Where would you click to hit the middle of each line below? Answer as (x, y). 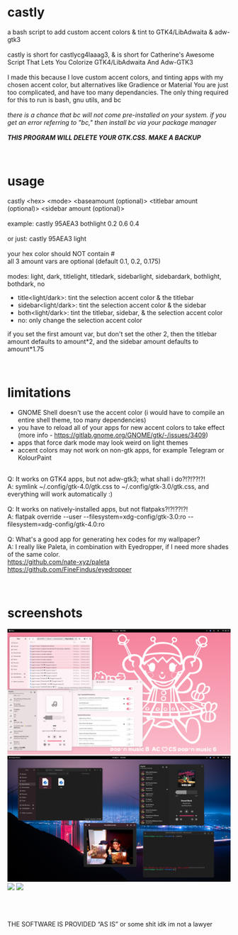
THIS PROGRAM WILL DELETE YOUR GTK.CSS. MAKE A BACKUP (104, 137)
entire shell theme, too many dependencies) (82, 420)
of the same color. (34, 554)
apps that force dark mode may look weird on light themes (103, 442)
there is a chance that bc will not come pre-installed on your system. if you (117, 115)
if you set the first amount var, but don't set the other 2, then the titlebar (112, 333)
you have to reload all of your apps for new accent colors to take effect (121, 427)
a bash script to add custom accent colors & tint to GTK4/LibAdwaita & (110, 32)
